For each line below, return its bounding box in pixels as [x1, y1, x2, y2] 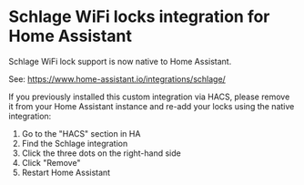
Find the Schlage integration [21, 138, 128, 149]
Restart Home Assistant [21, 167, 111, 178]
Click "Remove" [21, 157, 81, 168]
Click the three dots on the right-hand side [21, 148, 181, 159]
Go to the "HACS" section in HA [21, 128, 141, 139]
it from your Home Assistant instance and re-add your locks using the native [8, 100, 295, 111]
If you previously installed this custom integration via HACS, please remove [8, 91, 290, 102]
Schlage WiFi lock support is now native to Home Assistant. [8, 56, 232, 67]
